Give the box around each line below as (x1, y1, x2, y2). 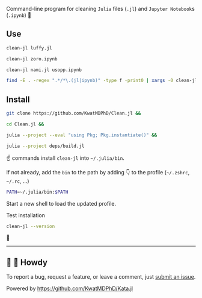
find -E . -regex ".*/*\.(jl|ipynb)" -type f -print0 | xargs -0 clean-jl (6, 78, 198, 84)
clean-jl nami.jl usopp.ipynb (6, 66, 82, 73)
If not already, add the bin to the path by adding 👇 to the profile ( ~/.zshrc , (6, 168, 190, 176)
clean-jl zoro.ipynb (6, 55, 58, 62)
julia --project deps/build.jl (6, 143, 85, 149)
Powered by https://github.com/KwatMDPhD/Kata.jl (6, 285, 133, 292)
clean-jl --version (6, 223, 55, 229)
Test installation (6, 211, 45, 219)
